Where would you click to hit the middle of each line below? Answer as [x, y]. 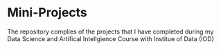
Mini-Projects [47, 13]
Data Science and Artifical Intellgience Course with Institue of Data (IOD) [111, 38]
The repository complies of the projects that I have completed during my [110, 32]
